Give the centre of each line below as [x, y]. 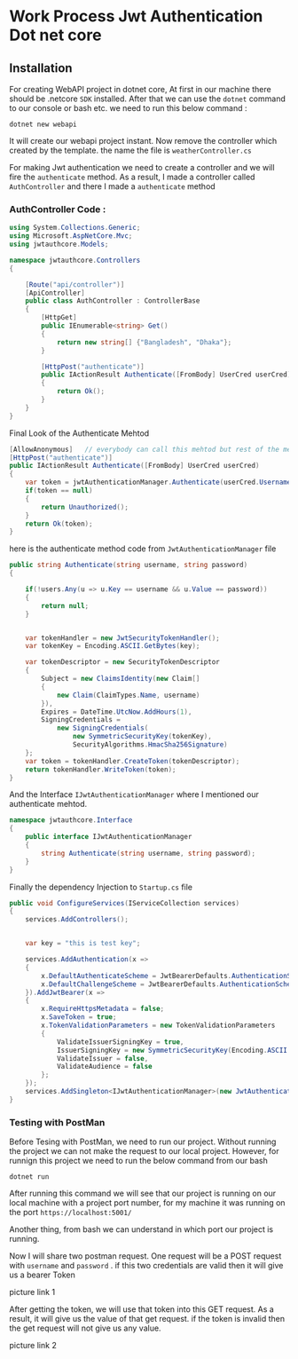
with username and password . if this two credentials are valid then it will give [146, 1266]
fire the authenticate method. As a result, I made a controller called [132, 177]
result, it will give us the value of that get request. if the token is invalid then [147, 1319]
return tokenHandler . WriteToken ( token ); [101, 770]
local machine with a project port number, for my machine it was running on [147, 1203]
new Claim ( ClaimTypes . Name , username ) [128, 695]
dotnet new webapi [43, 124]
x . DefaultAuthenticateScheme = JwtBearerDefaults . [137, 976]
